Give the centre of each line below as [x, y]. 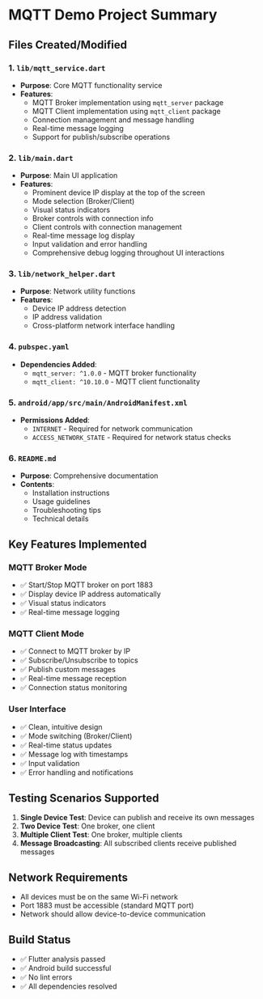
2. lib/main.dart [41, 158]
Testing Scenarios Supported [84, 798]
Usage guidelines [61, 502]
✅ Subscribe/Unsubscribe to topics [79, 660]
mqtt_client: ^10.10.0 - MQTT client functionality [116, 381]
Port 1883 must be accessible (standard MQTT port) [107, 906]
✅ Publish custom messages [68, 670]
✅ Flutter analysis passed [63, 959]
